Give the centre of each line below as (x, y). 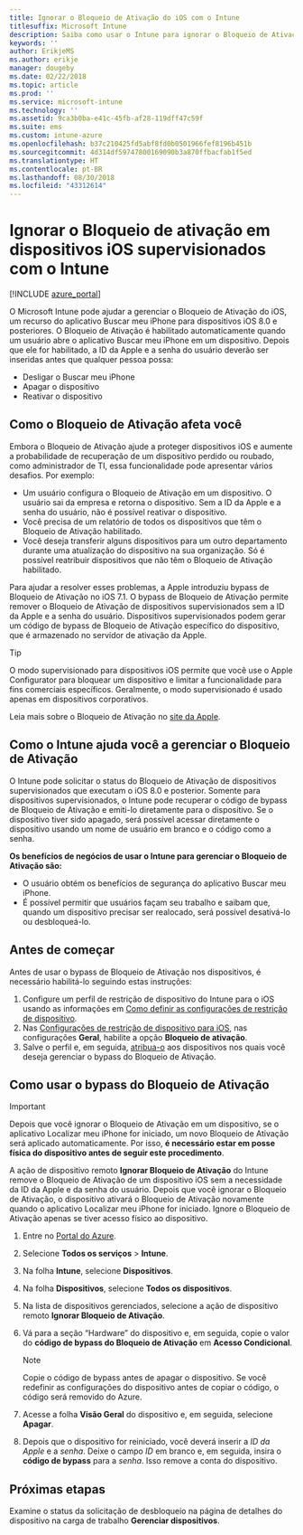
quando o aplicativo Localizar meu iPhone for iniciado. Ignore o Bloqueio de (150, 1209)
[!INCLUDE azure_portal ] (55, 294)
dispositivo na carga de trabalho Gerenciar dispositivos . (115, 1521)
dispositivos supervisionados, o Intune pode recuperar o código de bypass (148, 800)
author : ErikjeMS (42, 52)
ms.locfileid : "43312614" (58, 186)
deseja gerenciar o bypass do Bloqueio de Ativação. (119, 1056)
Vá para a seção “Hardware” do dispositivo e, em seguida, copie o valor (156, 1333)
